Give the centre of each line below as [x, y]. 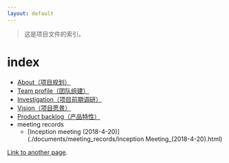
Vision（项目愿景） [44, 108]
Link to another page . [37, 152]
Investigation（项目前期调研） [59, 99]
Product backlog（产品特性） [59, 116]
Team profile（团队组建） [53, 91]
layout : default [30, 13]
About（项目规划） [44, 82]
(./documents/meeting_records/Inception [86, 139]
